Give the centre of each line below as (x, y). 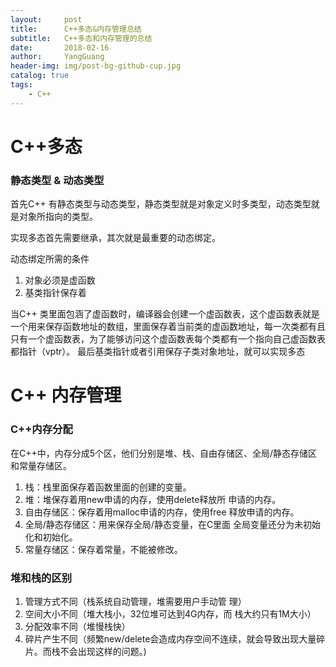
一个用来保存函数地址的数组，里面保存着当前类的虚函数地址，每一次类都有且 (168, 327)
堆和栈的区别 (41, 578)
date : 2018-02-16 (60, 47)
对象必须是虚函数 (60, 280)
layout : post (46, 19)
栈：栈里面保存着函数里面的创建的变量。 (108, 487)
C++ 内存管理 (66, 395)
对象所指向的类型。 (58, 217)
